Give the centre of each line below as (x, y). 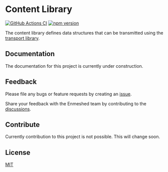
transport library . (23, 38)
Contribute (23, 125)
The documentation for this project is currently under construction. (74, 66)
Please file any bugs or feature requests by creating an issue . (68, 94)
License (18, 152)
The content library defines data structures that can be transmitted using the (84, 33)
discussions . (18, 109)
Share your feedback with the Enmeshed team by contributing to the (76, 103)
